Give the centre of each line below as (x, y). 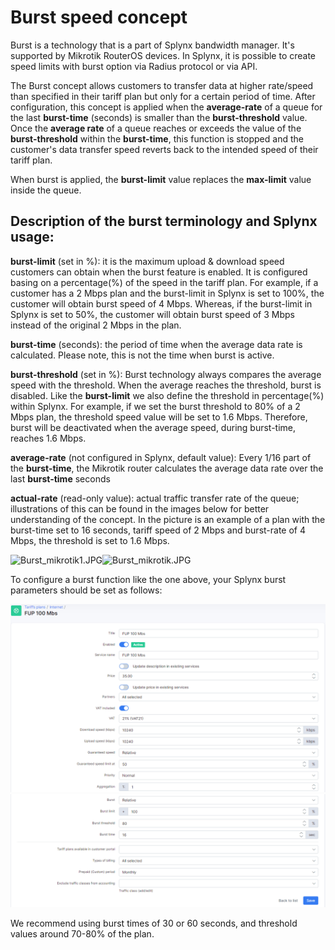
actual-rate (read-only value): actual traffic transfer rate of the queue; (155, 498)
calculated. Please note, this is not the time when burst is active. (142, 355)
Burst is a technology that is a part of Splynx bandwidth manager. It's (152, 45)
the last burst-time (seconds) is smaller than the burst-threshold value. (159, 117)
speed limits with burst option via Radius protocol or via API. (134, 66)
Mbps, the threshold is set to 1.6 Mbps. (90, 540)
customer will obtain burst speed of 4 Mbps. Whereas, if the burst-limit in (161, 303)
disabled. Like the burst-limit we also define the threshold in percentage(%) (167, 395)
